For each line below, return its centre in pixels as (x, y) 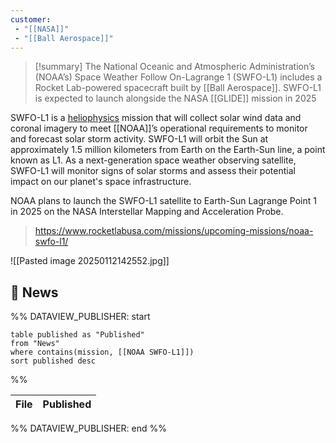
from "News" (35, 344)
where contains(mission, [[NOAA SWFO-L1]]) (102, 352)
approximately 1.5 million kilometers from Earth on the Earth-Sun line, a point (168, 150)
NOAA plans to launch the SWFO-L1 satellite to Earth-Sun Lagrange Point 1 (163, 201)
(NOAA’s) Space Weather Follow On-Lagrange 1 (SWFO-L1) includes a (178, 77)
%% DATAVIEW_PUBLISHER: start (80, 317)
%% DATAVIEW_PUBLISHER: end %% (88, 428)
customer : (31, 19)
